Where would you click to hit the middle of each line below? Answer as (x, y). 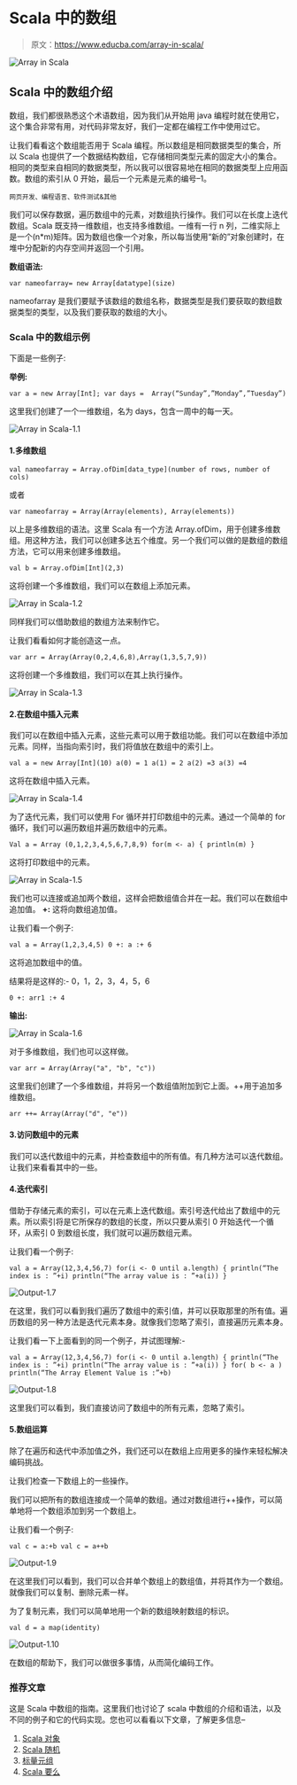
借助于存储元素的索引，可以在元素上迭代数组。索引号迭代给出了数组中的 (141, 1210)
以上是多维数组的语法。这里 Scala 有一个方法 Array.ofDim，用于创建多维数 (145, 529)
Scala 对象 (41, 1739)
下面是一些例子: (38, 358)
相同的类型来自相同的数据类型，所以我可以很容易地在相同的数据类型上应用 (145, 167)
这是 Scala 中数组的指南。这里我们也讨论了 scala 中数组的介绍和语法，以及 (145, 1709)
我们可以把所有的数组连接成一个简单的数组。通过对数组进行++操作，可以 (142, 1500)
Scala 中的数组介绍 (61, 93)
